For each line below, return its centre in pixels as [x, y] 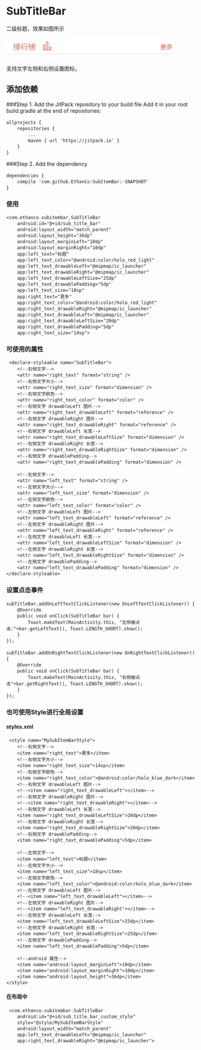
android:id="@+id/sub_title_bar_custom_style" [76, 1017]
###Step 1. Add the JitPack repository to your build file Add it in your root [97, 104]
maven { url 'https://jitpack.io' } [74, 141]
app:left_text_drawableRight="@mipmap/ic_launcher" [83, 273]
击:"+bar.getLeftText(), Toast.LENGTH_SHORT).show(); [75, 628]
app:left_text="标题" [43, 255]
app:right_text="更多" [45, 297]
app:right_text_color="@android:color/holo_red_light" [87, 303]
